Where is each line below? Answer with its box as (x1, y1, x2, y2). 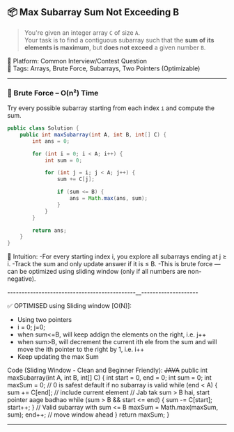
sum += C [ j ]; (56, 176, 95, 183)
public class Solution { (7, 125, 79, 132)
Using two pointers (17, 316, 72, 324)
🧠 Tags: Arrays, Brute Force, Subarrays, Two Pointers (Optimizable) (7, 64, 201, 72)
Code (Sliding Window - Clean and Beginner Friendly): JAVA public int (7, 366, 208, 375)
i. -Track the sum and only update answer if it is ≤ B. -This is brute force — (7, 260, 221, 268)
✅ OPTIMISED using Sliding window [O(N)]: (7, 302, 132, 310)
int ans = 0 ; (32, 137, 70, 145)
